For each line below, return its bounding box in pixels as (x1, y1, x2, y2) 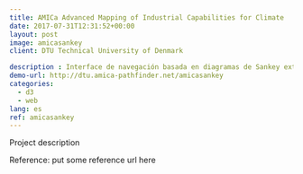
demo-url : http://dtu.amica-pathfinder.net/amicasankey (9, 71, 224, 81)
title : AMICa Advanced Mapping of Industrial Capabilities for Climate (9, 13, 284, 22)
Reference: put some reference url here (9, 154, 156, 166)
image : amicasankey (9, 38, 83, 48)
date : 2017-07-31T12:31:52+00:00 (9, 22, 135, 30)
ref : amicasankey (9, 113, 75, 122)
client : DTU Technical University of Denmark (9, 47, 183, 56)
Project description (9, 137, 80, 148)
